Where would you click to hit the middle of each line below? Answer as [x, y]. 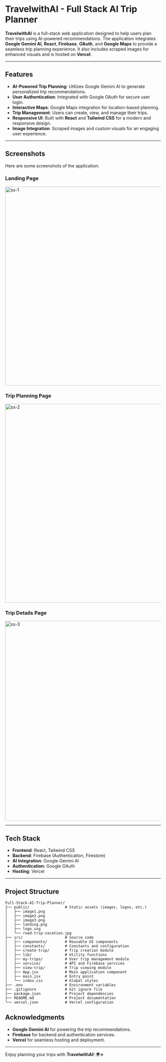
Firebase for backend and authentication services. [64, 1034]
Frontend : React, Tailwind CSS [43, 850]
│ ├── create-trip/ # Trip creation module [59, 951]
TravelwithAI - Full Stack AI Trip [71, 9]
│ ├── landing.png [26, 925]
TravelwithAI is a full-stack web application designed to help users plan [78, 33]
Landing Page [22, 178]
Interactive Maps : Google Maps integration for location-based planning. [86, 107]
